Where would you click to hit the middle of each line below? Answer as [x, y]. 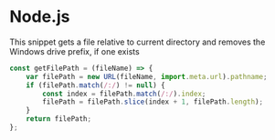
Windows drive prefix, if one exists [74, 51]
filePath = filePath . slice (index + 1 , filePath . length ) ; [153, 102]
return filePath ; [59, 119]
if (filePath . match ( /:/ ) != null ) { [96, 85]
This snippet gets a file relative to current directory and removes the [137, 42]
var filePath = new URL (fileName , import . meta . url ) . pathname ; [147, 76]
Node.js [40, 17]
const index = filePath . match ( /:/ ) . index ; [124, 94]
